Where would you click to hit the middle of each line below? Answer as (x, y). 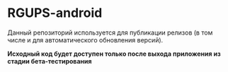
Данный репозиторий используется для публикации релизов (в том (110, 32)
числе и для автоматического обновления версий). (85, 40)
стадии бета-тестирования (50, 61)
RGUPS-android (55, 13)
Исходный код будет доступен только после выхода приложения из (114, 54)
